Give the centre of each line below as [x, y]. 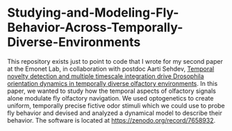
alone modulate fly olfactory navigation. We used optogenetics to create [110, 98]
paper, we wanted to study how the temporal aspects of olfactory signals [112, 91]
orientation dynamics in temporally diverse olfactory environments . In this [113, 83]
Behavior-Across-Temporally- [95, 27]
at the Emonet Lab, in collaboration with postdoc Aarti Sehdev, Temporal [111, 69]
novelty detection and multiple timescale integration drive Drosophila [106, 76]
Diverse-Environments [74, 42]
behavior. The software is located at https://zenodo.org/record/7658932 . [111, 120]
